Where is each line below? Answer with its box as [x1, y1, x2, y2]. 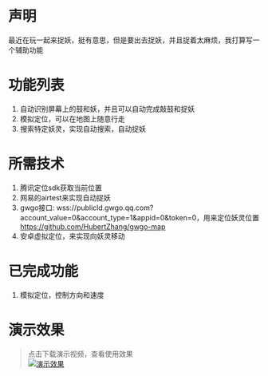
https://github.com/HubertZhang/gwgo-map [19, 221, 166, 232]
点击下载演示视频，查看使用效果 [27, 349, 133, 358]
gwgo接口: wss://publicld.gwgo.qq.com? [19, 203, 154, 212]
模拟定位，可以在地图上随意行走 [19, 113, 125, 124]
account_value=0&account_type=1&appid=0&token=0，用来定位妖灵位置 [19, 212, 260, 222]
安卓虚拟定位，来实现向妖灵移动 [19, 231, 125, 240]
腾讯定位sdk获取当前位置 [19, 183, 102, 192]
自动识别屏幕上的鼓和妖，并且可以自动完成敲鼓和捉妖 [19, 104, 195, 113]
